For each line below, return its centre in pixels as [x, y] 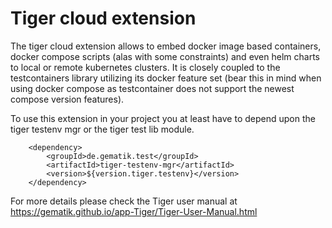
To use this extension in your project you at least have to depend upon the [163, 118]
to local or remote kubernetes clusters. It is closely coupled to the [145, 67]
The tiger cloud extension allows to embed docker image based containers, [166, 46]
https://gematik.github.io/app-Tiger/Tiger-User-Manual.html [134, 211]
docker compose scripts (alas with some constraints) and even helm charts [165, 56]
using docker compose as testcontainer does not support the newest [152, 88]
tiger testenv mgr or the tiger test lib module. [102, 129]
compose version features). [67, 99]
